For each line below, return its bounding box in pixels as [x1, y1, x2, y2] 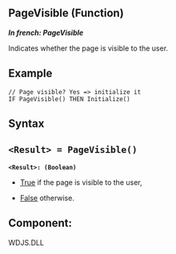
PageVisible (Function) [8, 6, 124, 20]
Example [8, 67, 53, 80]
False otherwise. [19, 193, 74, 203]
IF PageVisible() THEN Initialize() [8, 95, 130, 103]
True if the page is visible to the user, [19, 177, 142, 187]
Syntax [8, 117, 45, 131]
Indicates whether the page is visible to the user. [8, 43, 169, 53]
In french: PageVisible [8, 27, 84, 37]
